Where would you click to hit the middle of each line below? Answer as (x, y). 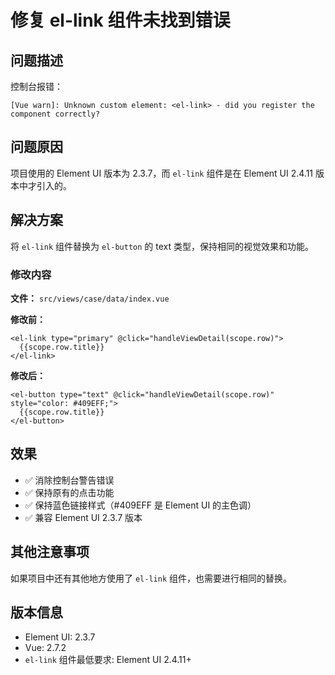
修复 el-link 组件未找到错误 (120, 20)
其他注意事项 (50, 552)
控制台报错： (36, 86)
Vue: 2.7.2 (45, 648)
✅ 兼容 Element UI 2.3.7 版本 (83, 517)
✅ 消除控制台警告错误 (69, 480)
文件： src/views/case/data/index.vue (90, 298)
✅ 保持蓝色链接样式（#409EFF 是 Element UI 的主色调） (140, 505)
